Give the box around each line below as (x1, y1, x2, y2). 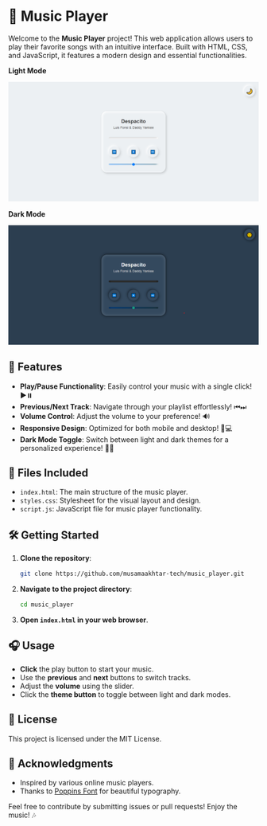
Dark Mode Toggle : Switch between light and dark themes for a (19, 434, 229, 444)
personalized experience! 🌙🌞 (19, 443, 114, 452)
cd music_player (19, 601, 74, 609)
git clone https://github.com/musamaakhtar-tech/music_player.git (19, 570, 245, 578)
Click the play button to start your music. (19, 664, 154, 674)
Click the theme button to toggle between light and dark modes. (19, 689, 231, 699)
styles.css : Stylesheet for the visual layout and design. (19, 495, 201, 505)
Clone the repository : (19, 554, 92, 563)
